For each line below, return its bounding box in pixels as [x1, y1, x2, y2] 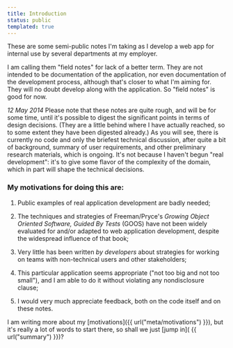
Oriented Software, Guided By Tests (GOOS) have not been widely [17, 219, 207, 228]
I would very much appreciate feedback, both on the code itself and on [17, 296, 221, 305]
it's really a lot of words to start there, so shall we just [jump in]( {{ [7, 325, 197, 333]
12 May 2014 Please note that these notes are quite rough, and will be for [7, 106, 217, 115]
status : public [7, 17, 51, 24]
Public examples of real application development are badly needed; [17, 198, 211, 207]
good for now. [7, 93, 47, 101]
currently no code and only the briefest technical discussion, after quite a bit [7, 136, 226, 144]
